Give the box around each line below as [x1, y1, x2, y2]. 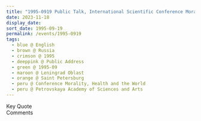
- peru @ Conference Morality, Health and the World [11, 81, 146, 87]
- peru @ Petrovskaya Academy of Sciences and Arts [11, 86, 144, 92]
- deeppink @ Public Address [11, 58, 84, 64]
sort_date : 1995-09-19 [6, 25, 63, 32]
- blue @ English [11, 42, 55, 48]
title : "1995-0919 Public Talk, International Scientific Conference [6, 8, 184, 15]
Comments [6, 108, 33, 116]
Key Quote [6, 103, 32, 110]
